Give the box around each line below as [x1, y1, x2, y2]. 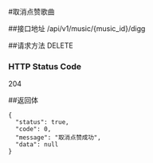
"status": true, [15, 118, 69, 126]
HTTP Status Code [8, 60, 82, 72]
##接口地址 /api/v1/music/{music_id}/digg [8, 24, 146, 33]
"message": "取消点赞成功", [15, 134, 101, 142]
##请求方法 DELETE [8, 41, 73, 50]
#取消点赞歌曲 [8, 7, 55, 16]
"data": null [15, 141, 59, 149]
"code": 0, [15, 126, 52, 134]
